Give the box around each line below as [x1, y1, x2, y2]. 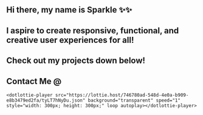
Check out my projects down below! [6, 56, 146, 66]
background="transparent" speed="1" [88, 97, 181, 103]
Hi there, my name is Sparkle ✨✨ [6, 5, 132, 15]
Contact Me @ [6, 76, 62, 87]
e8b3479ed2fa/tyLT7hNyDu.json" [6, 97, 86, 103]
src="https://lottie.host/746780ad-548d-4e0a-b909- [55, 92, 189, 98]
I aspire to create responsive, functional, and [6, 25, 179, 36]
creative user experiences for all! [6, 34, 134, 45]
